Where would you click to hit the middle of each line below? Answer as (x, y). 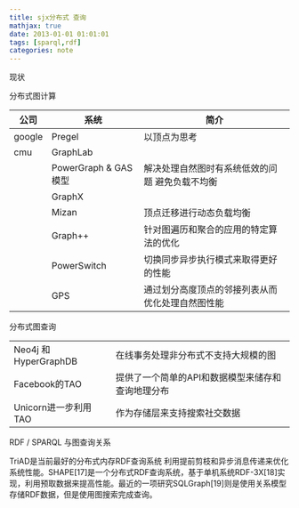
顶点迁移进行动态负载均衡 (197, 213)
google (28, 137)
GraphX (68, 197)
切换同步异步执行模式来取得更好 (210, 260)
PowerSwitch (79, 266)
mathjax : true (36, 26)
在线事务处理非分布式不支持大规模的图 (196, 355)
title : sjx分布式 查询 (48, 17)
